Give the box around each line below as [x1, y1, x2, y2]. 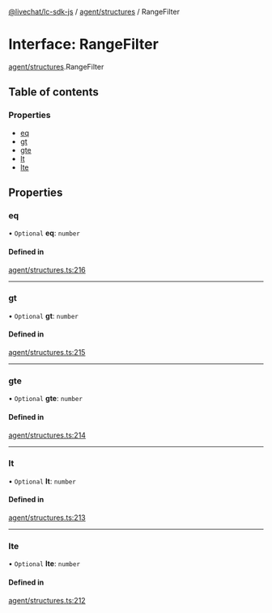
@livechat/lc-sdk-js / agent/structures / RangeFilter [8, 7, 181, 16]
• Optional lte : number [8, 559, 81, 569]
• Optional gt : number [8, 311, 79, 320]
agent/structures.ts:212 [8, 595, 87, 605]
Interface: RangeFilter [8, 36, 159, 53]
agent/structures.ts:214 [8, 430, 87, 440]
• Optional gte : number [8, 394, 83, 404]
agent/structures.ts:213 [8, 513, 87, 522]
